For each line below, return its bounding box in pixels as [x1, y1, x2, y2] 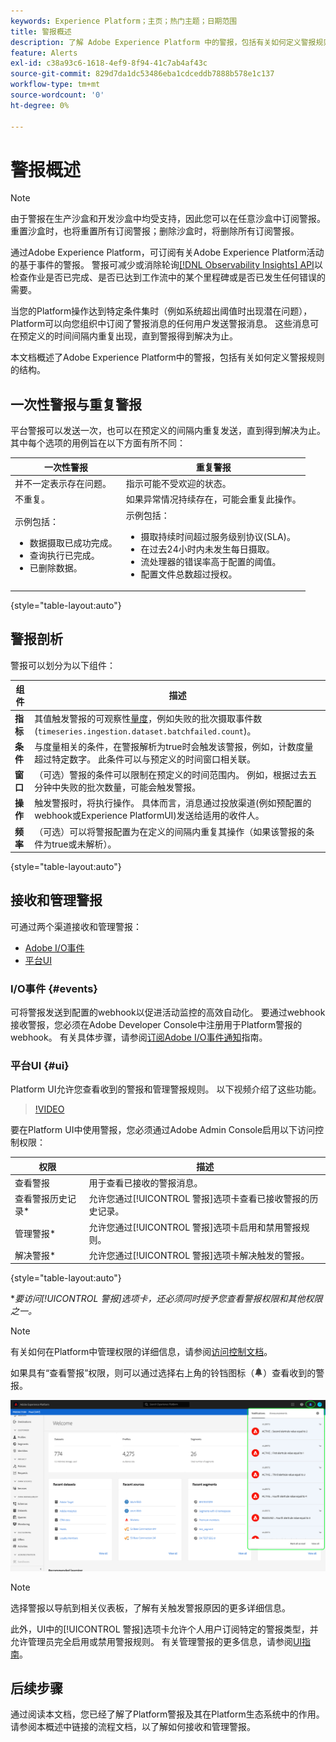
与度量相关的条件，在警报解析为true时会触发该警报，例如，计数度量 [34, 740, 314, 752]
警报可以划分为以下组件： [10, 659, 116, 671]
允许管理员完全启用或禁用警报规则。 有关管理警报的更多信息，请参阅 [10, 1635, 293, 1647]
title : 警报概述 [10, 26, 72, 37]
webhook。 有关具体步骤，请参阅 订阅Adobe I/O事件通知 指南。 [10, 1031, 268, 1044]
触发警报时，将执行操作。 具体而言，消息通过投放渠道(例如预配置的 [34, 797, 312, 809]
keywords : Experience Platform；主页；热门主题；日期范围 [10, 16, 238, 26]
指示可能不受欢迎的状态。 [125, 478, 232, 489]
